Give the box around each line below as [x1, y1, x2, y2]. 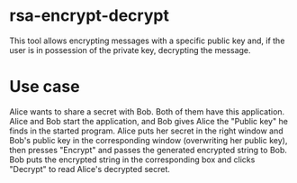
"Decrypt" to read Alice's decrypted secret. [9, 163, 171, 174]
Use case [9, 77, 80, 97]
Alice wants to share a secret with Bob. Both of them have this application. [9, 105, 285, 117]
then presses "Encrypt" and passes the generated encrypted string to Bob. [9, 144, 288, 155]
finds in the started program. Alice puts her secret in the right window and [9, 125, 283, 136]
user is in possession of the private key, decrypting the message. [9, 44, 251, 55]
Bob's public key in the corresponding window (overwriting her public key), [9, 134, 288, 145]
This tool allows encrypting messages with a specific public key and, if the [9, 35, 285, 46]
